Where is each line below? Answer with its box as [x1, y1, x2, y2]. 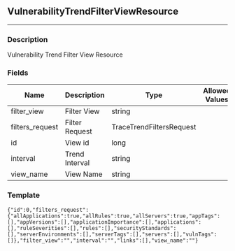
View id [64, 138, 90, 148]
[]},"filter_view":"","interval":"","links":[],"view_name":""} [7, 237, 199, 244]
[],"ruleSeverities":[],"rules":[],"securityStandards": [7, 224, 177, 231]
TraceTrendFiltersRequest [111, 122, 197, 132]
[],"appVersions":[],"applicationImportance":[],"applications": [7, 218, 201, 226]
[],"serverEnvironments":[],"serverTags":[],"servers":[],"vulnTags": [7, 231, 218, 238]
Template [7, 190, 41, 200]
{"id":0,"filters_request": [7, 206, 90, 213]
